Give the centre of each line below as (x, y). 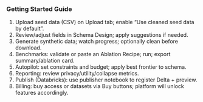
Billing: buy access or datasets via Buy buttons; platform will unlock (99, 86)
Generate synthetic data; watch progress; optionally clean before (96, 42)
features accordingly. (42, 93)
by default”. (29, 28)
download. (28, 48)
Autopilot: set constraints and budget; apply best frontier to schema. (101, 67)
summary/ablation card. (45, 61)
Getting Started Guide (39, 9)
